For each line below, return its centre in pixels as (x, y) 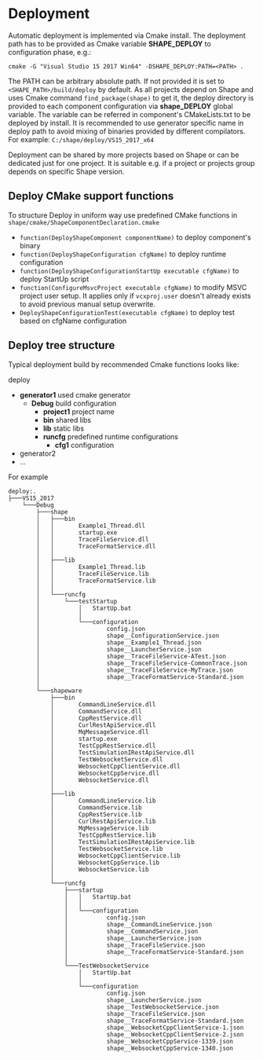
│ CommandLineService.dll (103, 704)
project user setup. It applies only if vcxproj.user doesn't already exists (135, 295)
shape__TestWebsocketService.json (163, 1007)
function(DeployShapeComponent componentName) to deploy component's (135, 237)
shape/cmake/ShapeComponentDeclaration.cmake (84, 222)
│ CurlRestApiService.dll (103, 725)
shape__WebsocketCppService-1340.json (170, 1048)
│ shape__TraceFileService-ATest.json (131, 656)
